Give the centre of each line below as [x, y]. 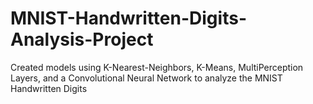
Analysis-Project [82, 39]
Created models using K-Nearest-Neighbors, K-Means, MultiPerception [157, 67]
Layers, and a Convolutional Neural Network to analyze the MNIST [146, 78]
